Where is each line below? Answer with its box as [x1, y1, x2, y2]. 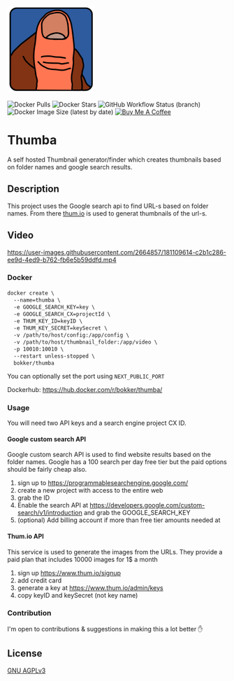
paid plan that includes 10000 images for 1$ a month [7, 555, 159, 563]
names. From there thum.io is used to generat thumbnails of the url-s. [7, 209, 207, 218]
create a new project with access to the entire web [17, 486, 163, 495]
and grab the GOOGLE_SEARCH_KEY [83, 509, 191, 517]
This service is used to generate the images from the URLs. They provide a [7, 547, 223, 556]
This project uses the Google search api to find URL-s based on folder [7, 202, 209, 210]
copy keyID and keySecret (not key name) [17, 591, 138, 599]
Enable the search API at [17, 501, 89, 510]
